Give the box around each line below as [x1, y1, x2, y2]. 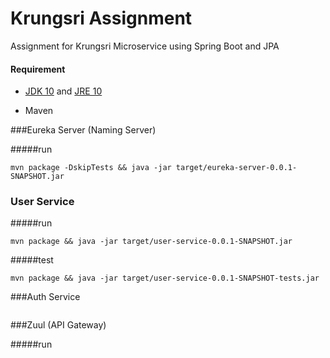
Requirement [10, 63, 66, 75]
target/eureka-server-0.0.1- [175, 163, 298, 173]
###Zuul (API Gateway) [10, 319, 107, 331]
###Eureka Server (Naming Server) [10, 124, 157, 136]
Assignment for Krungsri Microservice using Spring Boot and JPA [10, 40, 280, 52]
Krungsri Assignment [10, 7, 193, 30]
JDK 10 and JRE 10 [24, 85, 103, 97]
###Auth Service [10, 291, 81, 303]
